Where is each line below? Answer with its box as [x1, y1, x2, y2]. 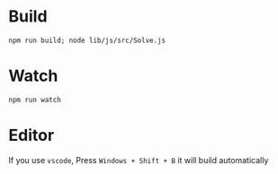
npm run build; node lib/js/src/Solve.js [8, 36, 166, 45]
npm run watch [8, 95, 62, 104]
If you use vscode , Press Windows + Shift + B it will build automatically [8, 154, 269, 165]
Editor [8, 126, 55, 145]
